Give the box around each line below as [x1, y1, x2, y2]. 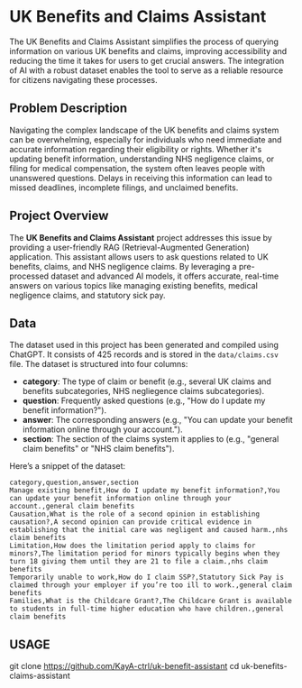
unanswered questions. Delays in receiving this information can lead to [9, 172, 273, 183]
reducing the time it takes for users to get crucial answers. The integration [9, 55, 285, 66]
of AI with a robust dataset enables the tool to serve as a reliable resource [9, 65, 284, 76]
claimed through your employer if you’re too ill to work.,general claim [9, 581, 293, 590]
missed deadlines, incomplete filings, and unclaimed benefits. [9, 182, 239, 193]
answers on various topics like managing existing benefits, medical [9, 280, 259, 290]
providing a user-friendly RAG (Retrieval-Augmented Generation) [9, 242, 250, 252]
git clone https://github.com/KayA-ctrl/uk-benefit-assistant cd [9, 661, 240, 672]
